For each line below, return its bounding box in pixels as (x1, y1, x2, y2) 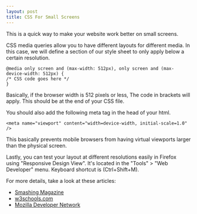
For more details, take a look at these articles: (6, 177, 116, 184)
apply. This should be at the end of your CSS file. (6, 98, 125, 105)
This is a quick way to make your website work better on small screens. (6, 30, 179, 37)
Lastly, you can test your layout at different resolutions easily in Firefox (6, 153, 177, 160)
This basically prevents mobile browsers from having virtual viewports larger (6, 136, 191, 143)
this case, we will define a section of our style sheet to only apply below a (6, 48, 185, 55)
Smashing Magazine (14, 189, 64, 196)
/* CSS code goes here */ (6, 76, 69, 82)
